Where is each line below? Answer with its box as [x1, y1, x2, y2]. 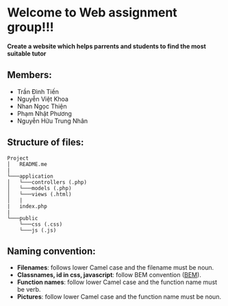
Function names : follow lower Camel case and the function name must [16, 278, 218, 286]
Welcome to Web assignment [7, 5, 178, 21]
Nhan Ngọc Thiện [16, 102, 67, 110]
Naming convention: [7, 245, 96, 257]
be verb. [16, 285, 41, 294]
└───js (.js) [19, 226, 57, 234]
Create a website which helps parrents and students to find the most [7, 42, 207, 50]
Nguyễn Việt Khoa [16, 95, 68, 103]
